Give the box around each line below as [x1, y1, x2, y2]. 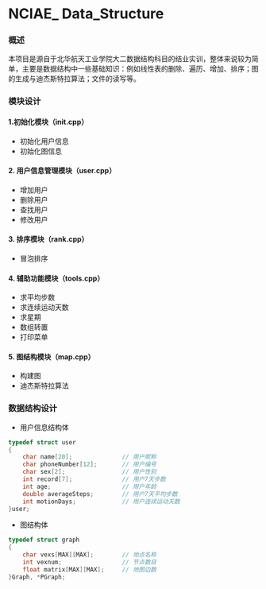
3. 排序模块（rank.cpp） [8, 234, 89, 244]
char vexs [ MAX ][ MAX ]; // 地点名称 [22, 551, 157, 559]
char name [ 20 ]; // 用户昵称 [22, 453, 157, 461]
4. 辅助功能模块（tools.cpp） [8, 273, 105, 283]
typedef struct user [8, 438, 77, 446]
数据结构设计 [8, 403, 58, 414]
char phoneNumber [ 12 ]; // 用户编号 [22, 460, 157, 469]
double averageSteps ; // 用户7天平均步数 [22, 490, 178, 498]
